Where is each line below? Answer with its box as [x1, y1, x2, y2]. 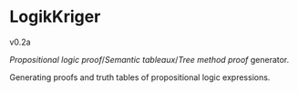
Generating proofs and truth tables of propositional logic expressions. [9, 71, 271, 83]
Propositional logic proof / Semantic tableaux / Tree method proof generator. [9, 54, 290, 65]
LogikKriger [9, 6, 101, 27]
